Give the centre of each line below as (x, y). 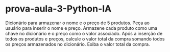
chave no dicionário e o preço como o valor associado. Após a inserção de (84, 33)
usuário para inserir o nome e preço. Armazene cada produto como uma (81, 28)
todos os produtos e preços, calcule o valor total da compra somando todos (85, 39)
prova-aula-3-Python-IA (58, 9)
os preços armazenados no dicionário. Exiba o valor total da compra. (78, 44)
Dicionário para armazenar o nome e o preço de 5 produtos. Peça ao (77, 23)
